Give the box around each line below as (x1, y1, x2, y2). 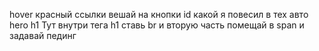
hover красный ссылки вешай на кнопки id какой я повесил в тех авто (9, 9, 309, 20)
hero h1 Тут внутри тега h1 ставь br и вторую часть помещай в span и (9, 19, 305, 31)
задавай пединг (9, 30, 77, 41)
